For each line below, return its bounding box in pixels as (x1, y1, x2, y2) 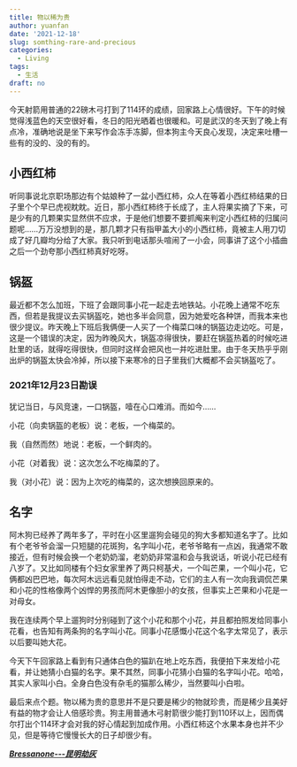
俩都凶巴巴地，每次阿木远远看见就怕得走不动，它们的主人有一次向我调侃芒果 (9, 574, 288, 585)
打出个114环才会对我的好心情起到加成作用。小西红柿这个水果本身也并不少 (16, 718, 285, 730)
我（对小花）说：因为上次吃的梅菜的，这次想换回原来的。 (9, 476, 218, 487)
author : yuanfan (9, 21, 69, 30)
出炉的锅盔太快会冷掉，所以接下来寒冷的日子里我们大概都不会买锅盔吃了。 (9, 355, 280, 365)
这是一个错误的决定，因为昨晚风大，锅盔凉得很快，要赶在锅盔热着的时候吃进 (9, 333, 288, 343)
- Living (17, 54, 49, 63)
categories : (9, 46, 53, 55)
